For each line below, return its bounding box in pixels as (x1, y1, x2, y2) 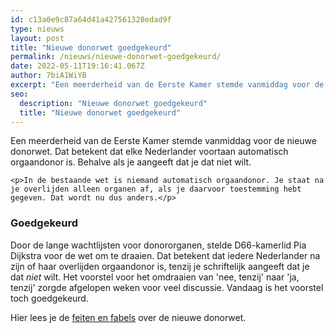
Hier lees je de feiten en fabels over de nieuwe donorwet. (10, 311, 247, 323)
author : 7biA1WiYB (10, 71, 87, 81)
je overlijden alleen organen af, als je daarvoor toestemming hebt (10, 184, 302, 195)
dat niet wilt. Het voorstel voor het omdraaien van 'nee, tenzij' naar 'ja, (10, 271, 300, 283)
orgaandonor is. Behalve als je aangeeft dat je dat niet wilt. (10, 156, 252, 168)
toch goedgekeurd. (10, 292, 89, 304)
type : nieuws (10, 24, 65, 34)
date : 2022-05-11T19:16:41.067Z (10, 61, 145, 71)
